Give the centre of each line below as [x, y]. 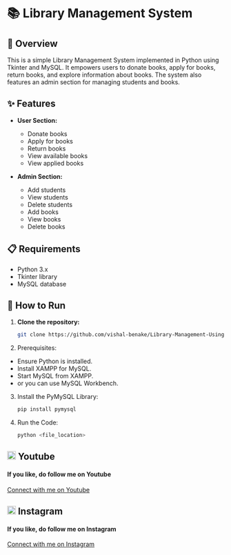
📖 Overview [32, 43]
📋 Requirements [44, 249]
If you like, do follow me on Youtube [59, 474]
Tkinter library [37, 276]
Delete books [46, 226]
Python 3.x [32, 269]
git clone [31, 335]
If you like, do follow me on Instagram [62, 529]
